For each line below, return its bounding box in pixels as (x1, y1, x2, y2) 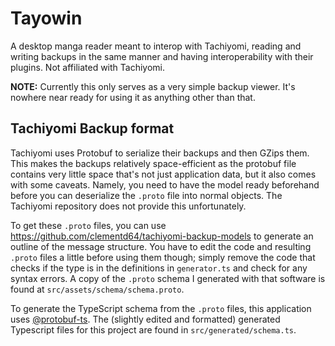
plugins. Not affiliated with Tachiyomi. (10, 61, 165, 73)
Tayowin (10, 7, 83, 30)
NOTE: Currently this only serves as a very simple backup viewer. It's (10, 80, 296, 92)
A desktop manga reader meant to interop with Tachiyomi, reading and (10, 40, 302, 52)
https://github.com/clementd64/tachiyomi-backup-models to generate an (10, 230, 314, 242)
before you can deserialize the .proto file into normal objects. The (10, 189, 283, 201)
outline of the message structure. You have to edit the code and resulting (10, 240, 312, 252)
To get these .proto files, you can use (10, 219, 167, 231)
